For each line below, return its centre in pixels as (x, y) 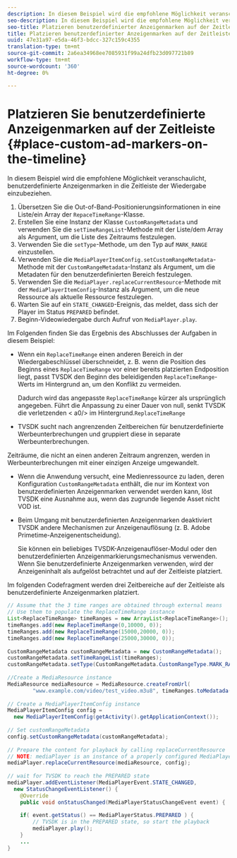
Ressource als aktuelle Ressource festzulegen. (85, 297)
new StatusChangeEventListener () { (66, 789)
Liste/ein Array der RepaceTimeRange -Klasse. (81, 214)
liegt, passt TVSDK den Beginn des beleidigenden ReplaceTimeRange (116, 377)
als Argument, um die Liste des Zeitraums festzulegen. (97, 237)
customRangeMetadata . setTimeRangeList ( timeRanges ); (85, 658)
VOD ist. (30, 507)
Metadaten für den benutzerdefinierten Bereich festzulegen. (105, 274)
